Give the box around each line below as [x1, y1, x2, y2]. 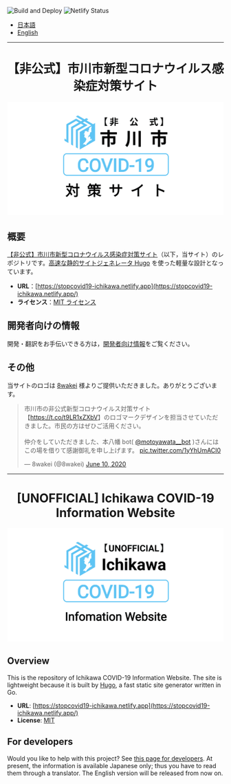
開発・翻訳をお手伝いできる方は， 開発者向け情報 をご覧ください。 [7, 339, 194, 347]
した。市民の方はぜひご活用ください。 [36, 422, 145, 430]
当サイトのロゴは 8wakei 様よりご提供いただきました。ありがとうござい [7, 381, 212, 389]
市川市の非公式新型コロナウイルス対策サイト [23, 404, 151, 413]
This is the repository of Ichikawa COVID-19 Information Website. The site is [7, 673, 222, 682]
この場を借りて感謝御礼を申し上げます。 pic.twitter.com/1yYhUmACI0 [23, 446, 221, 454]
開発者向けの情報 [7, 320, 80, 331]
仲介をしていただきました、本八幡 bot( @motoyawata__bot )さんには [23, 437, 219, 446]
